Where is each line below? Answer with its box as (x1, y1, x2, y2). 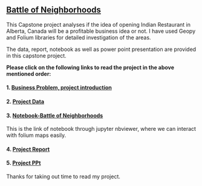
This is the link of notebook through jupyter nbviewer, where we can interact (6, 125, 197, 133)
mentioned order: (6, 70, 51, 78)
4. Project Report (6, 145, 50, 153)
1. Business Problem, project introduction (6, 84, 112, 91)
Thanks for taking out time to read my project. (6, 173, 121, 180)
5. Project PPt (6, 159, 41, 167)
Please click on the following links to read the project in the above (6, 64, 174, 71)
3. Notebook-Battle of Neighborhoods (6, 111, 103, 119)
